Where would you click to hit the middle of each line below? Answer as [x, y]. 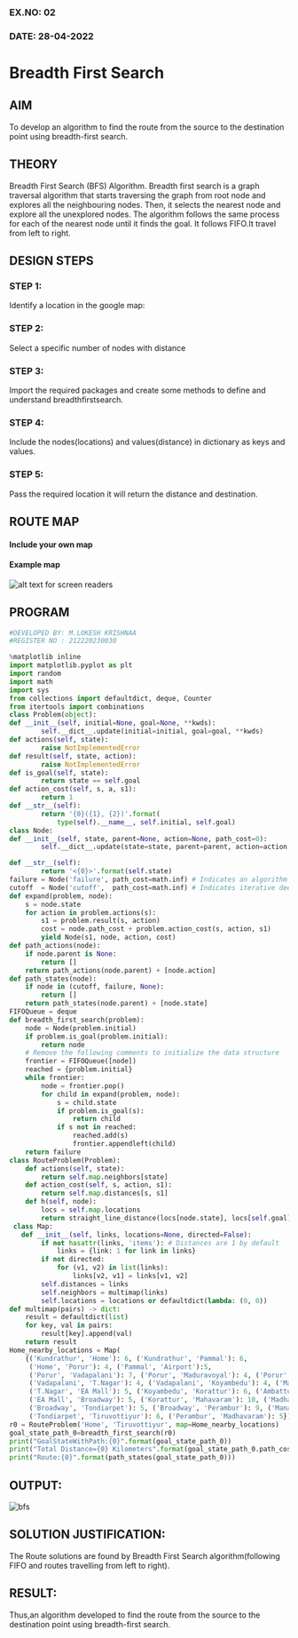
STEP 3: [27, 370]
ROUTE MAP [44, 521]
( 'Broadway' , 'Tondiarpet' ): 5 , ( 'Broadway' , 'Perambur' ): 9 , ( [150, 1408]
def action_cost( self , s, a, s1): [73, 789]
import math [31, 681]
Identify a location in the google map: [77, 306]
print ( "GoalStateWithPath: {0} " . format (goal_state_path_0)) [121, 1441]
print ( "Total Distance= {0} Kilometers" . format [97, 1450]
